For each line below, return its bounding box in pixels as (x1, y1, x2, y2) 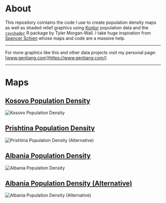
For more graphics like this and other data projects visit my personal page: (5, 49, 157, 55)
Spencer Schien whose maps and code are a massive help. (5, 35, 125, 41)
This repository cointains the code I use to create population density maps (5, 19, 157, 25)
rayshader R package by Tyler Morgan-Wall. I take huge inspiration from (5, 30, 151, 36)
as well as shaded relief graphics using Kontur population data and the (5, 24, 149, 30)
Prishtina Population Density (5, 124, 95, 133)
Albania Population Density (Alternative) (5, 179, 132, 188)
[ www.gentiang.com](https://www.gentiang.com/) (5, 55, 107, 61)
